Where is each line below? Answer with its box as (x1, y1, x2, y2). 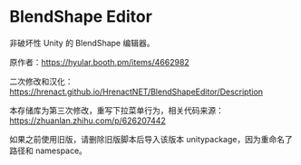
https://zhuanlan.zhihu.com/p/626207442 (9, 115, 166, 126)
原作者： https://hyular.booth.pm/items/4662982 (9, 56, 190, 67)
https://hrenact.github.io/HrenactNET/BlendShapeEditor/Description (9, 86, 264, 97)
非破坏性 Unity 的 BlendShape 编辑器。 (9, 37, 155, 48)
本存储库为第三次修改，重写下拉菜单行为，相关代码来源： (9, 104, 224, 115)
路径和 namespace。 (9, 145, 88, 156)
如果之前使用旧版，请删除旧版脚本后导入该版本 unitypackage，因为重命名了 (9, 133, 293, 144)
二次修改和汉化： (9, 75, 73, 87)
